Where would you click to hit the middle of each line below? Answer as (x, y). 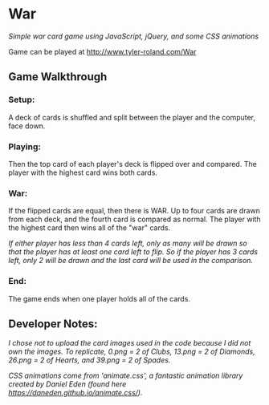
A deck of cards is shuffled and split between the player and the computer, (132, 117)
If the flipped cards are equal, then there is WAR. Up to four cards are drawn (134, 211)
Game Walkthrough (58, 77)
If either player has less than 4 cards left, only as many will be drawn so (128, 243)
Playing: (25, 147)
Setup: (22, 99)
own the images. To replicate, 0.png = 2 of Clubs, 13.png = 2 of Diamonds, (132, 352)
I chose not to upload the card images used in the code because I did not (130, 343)
